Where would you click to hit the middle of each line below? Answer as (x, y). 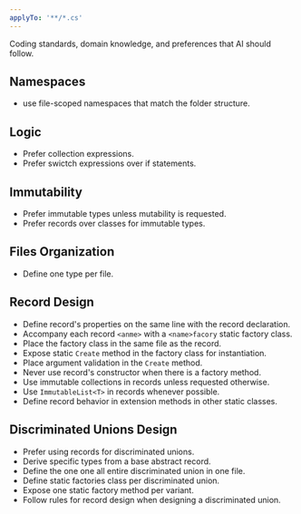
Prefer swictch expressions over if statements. (109, 163)
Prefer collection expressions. (78, 154)
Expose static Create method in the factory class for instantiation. (145, 353)
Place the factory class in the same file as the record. (122, 343)
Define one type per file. (68, 274)
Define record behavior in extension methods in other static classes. (150, 401)
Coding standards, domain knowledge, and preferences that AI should (141, 44)
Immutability (46, 192)
